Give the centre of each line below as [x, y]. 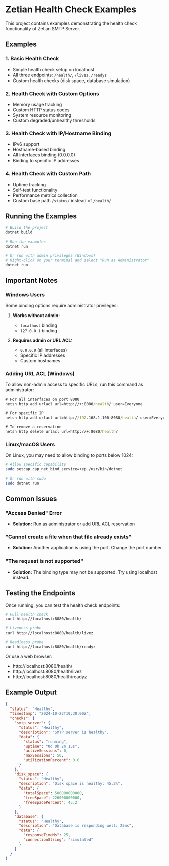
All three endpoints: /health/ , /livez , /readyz [60, 75]
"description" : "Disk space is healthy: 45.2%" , [70, 783]
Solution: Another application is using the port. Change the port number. [88, 548]
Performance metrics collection [45, 195]
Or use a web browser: [29, 656]
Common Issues [31, 498]
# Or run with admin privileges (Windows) [50, 255]
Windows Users [25, 294]
